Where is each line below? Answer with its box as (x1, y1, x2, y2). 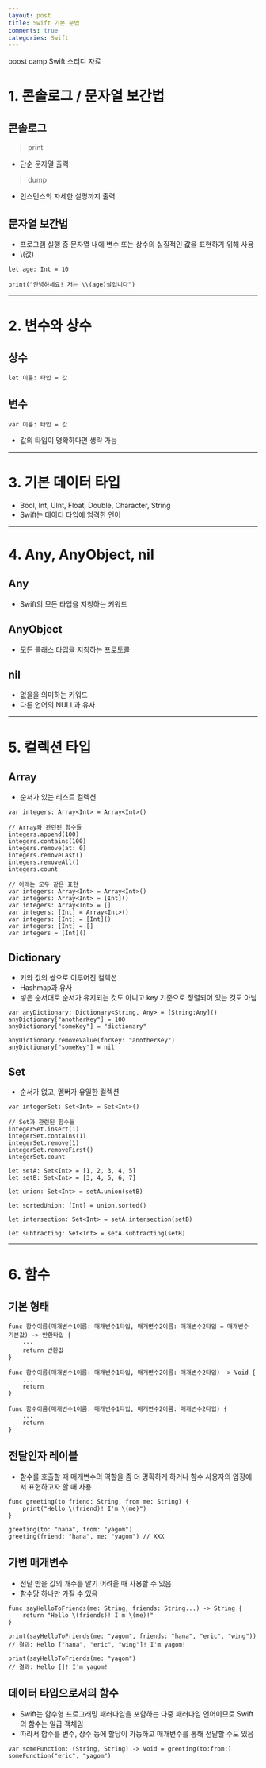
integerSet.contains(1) (8, 1132, 87, 1140)
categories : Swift (8, 33, 69, 42)
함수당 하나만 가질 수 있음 (19, 1589, 99, 1598)
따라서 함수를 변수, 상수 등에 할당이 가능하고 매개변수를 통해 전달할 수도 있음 (19, 1728, 255, 1739)
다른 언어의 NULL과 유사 (19, 700, 96, 710)
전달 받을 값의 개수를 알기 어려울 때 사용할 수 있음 (19, 1578, 172, 1588)
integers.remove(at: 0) (8, 845, 87, 853)
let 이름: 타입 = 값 (8, 374, 68, 382)
